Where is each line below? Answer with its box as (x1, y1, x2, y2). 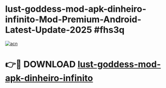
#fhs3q (94, 25, 125, 35)
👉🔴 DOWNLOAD (5, 59, 76, 70)
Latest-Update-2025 (5, 25, 93, 35)
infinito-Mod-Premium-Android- (5, 14, 142, 25)
